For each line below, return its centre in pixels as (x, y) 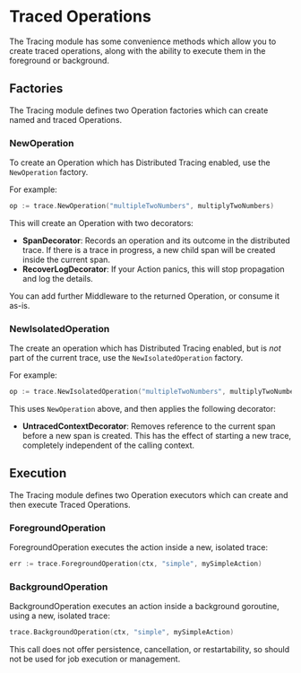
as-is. (20, 305)
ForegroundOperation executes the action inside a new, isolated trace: (139, 547)
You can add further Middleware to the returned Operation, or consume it (144, 296)
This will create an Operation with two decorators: (102, 223)
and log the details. (58, 278)
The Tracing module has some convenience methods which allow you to (143, 41)
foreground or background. (60, 60)
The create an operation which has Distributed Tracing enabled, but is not (145, 348)
